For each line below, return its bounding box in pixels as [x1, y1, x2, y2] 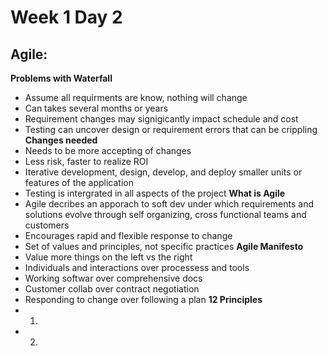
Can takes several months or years [24, 102, 169, 114]
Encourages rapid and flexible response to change [24, 230, 233, 241]
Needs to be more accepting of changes [24, 145, 192, 156]
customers [24, 219, 70, 231]
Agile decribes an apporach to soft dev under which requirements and [24, 198, 315, 210]
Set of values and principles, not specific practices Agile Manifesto [24, 241, 304, 252]
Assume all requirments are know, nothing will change [24, 92, 248, 103]
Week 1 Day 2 [10, 6, 123, 29]
